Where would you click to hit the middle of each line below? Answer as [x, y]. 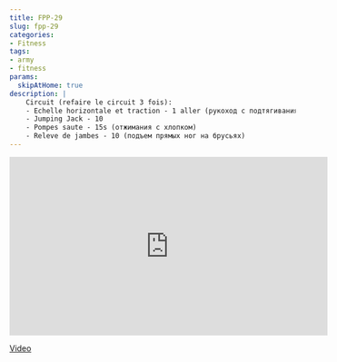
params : [24, 77]
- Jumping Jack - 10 [64, 119]
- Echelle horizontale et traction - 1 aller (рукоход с [136, 111]
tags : [20, 52]
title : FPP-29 [36, 18]
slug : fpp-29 [34, 26]
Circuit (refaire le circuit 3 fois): [99, 102]
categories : [32, 34]
